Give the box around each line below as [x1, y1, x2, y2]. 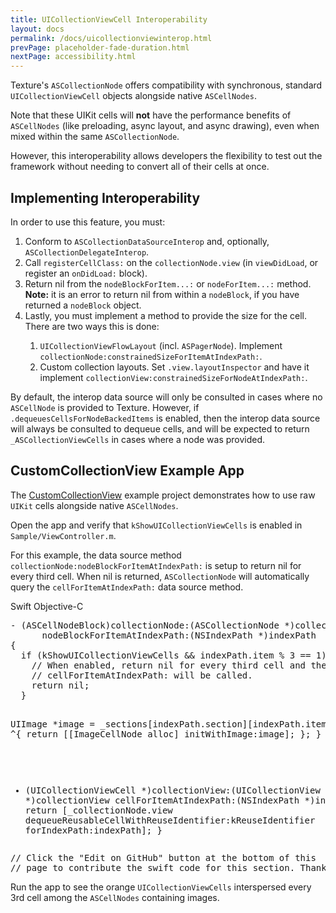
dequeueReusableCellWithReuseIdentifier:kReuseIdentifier [24, 814, 316, 826]
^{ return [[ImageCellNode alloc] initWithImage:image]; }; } [10, 728, 322, 740]
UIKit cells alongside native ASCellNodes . [10, 499, 179, 511]
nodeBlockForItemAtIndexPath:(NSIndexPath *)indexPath [41, 629, 317, 641]
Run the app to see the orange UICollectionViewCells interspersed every [10, 881, 312, 893]
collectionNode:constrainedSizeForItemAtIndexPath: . [39, 350, 263, 362]
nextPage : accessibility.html [10, 52, 137, 62]
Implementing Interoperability [10, 189, 201, 206]
